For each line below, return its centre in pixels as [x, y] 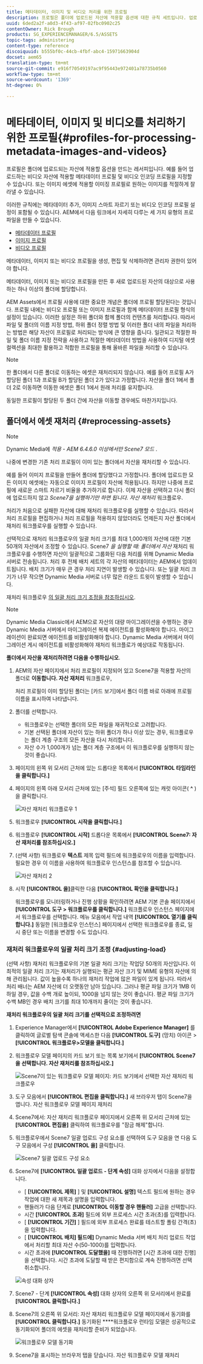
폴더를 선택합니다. [36, 711]
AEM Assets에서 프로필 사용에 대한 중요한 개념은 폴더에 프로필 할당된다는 [93, 302]
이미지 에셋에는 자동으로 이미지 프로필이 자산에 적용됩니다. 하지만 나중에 [98, 482]
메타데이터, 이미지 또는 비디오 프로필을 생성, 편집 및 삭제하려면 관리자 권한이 [96, 261]
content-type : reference [38, 46]
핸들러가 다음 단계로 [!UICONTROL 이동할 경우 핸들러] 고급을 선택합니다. [110, 1207]
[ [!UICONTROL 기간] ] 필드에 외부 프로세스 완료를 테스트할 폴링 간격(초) [110, 1222]
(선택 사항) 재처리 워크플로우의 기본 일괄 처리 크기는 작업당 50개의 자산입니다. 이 [101, 964]
